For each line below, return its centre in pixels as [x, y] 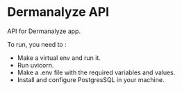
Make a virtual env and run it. [59, 58]
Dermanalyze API [58, 12]
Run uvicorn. [35, 65]
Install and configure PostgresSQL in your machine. [91, 79]
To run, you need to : [37, 44]
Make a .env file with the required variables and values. [96, 72]
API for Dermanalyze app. [44, 31]
